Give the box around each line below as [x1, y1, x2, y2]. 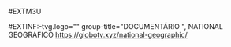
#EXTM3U [8, 7, 42, 16]
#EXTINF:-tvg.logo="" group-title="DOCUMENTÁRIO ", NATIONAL [8, 22, 223, 31]
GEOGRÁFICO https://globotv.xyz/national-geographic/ [8, 31, 188, 39]
